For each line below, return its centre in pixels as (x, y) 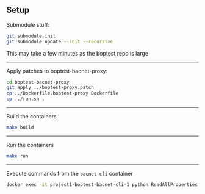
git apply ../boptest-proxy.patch (50, 88)
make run (17, 156)
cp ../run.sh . (26, 99)
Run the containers (30, 145)
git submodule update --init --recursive (60, 41)
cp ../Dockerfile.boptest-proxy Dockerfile (63, 93)
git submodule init (31, 36)
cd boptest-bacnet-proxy (38, 82)
